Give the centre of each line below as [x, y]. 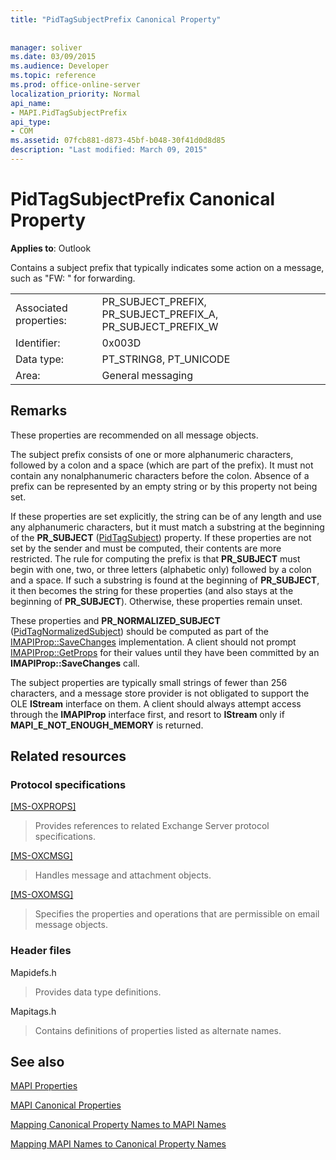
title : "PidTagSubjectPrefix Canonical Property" [116, 19]
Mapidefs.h [33, 972]
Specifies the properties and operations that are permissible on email [177, 914]
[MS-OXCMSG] [41, 856]
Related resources [68, 756]
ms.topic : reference [53, 76]
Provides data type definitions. [98, 992]
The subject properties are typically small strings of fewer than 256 [149, 682]
